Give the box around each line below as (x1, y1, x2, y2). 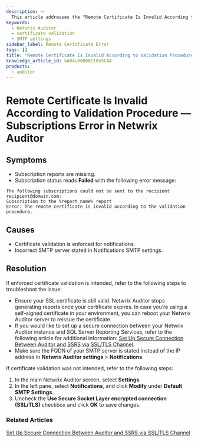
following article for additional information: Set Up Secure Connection (14, 334, 184, 341)
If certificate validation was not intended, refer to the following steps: (6, 364, 174, 371)
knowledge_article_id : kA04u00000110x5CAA (6, 58, 112, 64)
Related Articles (6, 416, 53, 424)
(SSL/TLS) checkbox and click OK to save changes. (14, 401, 141, 408)
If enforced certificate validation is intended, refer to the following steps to (6, 279, 187, 286)
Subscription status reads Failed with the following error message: (14, 177, 177, 184)
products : (6, 63, 31, 69)
